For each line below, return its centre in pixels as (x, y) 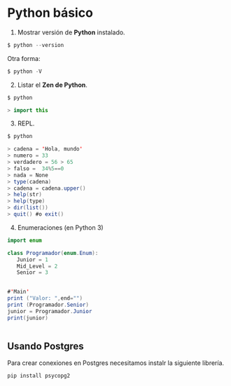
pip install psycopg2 (39, 376)
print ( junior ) (28, 318)
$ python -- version (36, 45)
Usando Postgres (45, 346)
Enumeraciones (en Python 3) (60, 227)
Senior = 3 (33, 273)
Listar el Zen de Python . (52, 85)
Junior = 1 (33, 260)
